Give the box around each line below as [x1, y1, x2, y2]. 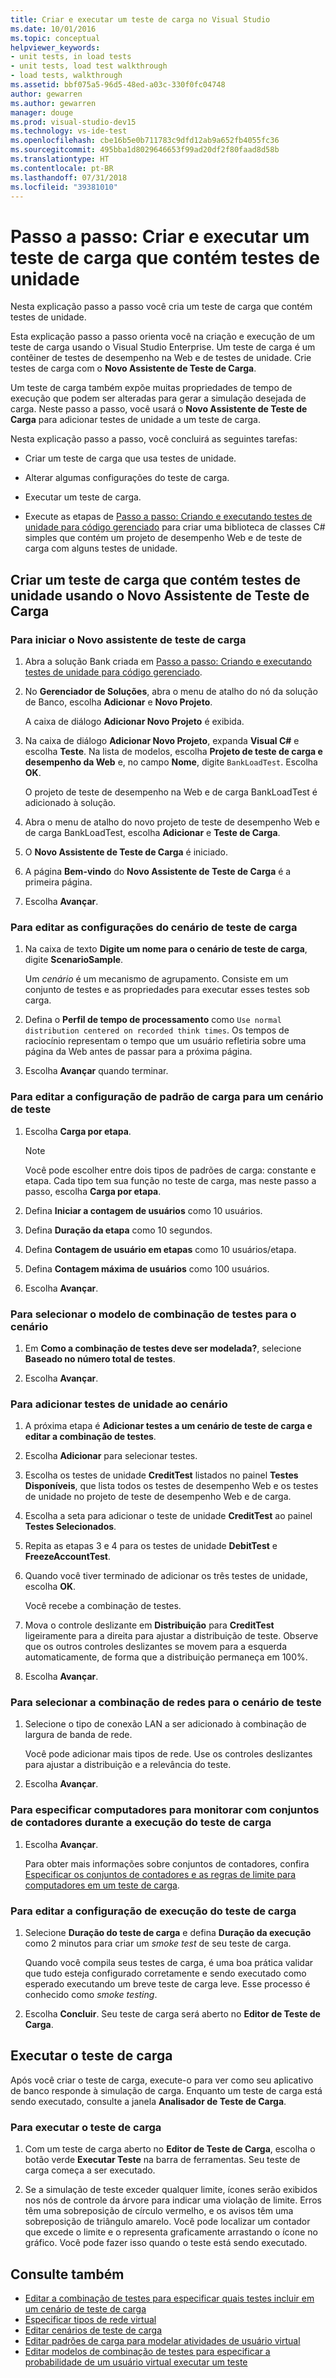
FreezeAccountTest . [24, 1551, 111, 1563]
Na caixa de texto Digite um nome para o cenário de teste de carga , [24, 943, 308, 955]
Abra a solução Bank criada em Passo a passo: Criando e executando [24, 656, 312, 667]
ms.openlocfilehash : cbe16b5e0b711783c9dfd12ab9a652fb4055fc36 [10, 136, 280, 146]
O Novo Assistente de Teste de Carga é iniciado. [24, 846, 229, 858]
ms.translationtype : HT [10, 154, 110, 164]
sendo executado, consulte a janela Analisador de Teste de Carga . [10, 2095, 287, 2107]
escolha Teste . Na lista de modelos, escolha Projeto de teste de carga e [24, 746, 323, 757]
